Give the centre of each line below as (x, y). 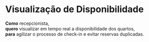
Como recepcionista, (27, 23)
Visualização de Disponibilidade (74, 9)
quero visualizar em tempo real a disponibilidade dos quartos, (70, 28)
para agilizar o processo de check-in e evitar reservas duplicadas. (75, 34)
